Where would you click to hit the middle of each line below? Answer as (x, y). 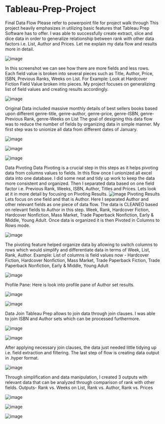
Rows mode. (18, 225)
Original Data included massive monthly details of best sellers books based (81, 108)
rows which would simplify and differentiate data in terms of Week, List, (78, 250)
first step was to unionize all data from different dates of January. (71, 129)
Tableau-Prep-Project (50, 9)
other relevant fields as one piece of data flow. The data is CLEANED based (82, 204)
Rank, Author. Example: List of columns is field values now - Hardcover (77, 255)
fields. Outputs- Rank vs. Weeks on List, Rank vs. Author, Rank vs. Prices (79, 387)
